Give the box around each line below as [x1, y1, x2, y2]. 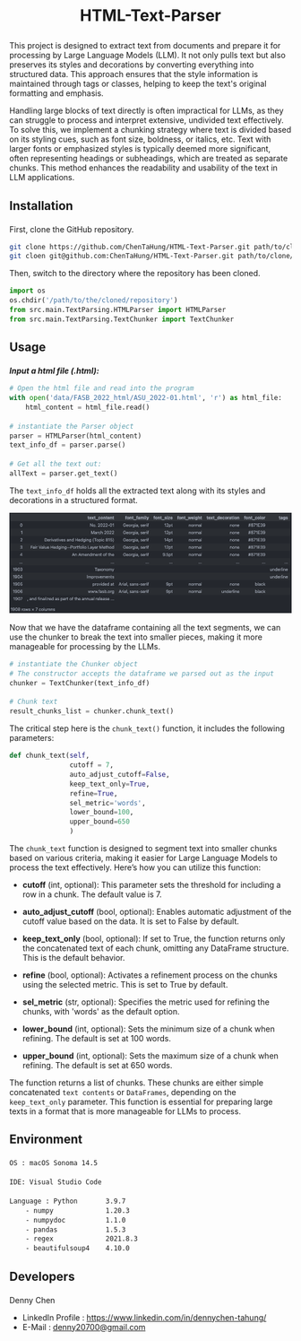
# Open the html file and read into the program [9, 384, 194, 393]
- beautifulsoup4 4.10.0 [25, 1244, 130, 1253]
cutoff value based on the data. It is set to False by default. [21, 916, 240, 927]
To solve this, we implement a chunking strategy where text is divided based [9, 125, 292, 135]
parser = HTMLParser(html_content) [9, 431, 142, 440]
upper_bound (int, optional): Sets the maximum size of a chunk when [21, 1050, 279, 1061]
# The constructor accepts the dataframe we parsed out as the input [9, 669, 275, 678]
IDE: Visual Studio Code [9, 1178, 102, 1187]
